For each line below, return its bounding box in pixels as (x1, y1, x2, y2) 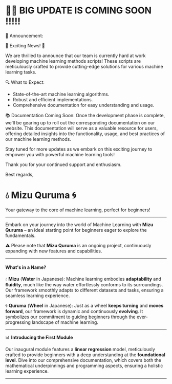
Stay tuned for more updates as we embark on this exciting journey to (5, 146, 153, 152)
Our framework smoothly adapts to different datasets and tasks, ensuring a (5, 287, 164, 294)
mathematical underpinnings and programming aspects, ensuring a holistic (5, 362, 163, 369)
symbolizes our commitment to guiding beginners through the (5, 314, 136, 320)
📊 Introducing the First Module (5, 334, 73, 341)
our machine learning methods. (5, 136, 72, 142)
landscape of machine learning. (31, 319, 99, 325)
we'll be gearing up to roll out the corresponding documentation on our (5, 119, 155, 125)
